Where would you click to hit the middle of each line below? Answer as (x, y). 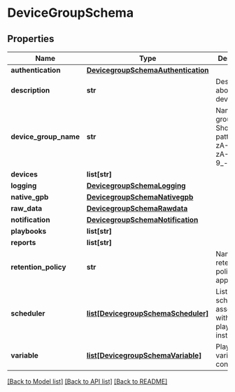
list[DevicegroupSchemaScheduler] (148, 313)
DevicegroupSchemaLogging (136, 185)
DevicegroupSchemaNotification (142, 220)
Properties (31, 39)
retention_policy (38, 267)
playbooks (29, 231)
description (30, 90)
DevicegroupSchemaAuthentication (148, 70)
